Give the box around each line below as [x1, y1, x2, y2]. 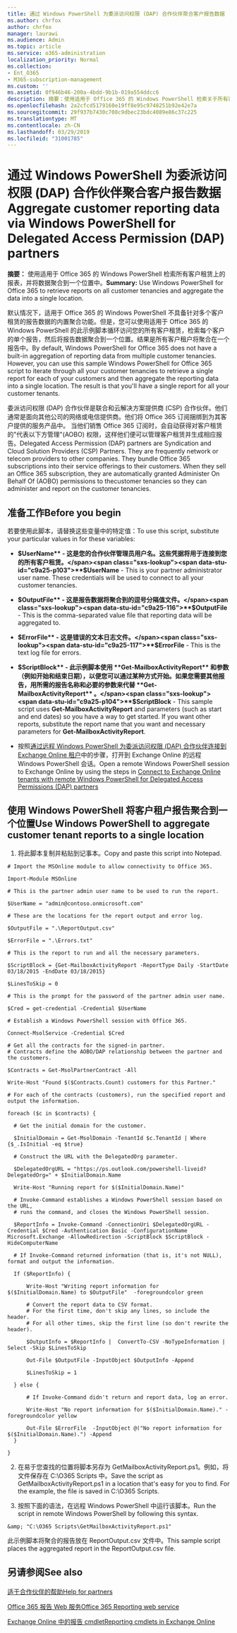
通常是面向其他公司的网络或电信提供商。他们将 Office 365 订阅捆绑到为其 [7, 413, 221, 421]
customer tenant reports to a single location [7, 830, 205, 842]
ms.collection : [7, 63, 52, 70]
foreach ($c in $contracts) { [7, 1110, 97, 1117]
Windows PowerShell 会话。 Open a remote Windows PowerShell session [17, 760, 230, 767]
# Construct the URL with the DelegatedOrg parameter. [13, 1153, 178, 1160]
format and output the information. [7, 1258, 115, 1265]
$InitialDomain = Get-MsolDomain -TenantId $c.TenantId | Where [13, 1134, 207, 1141]
